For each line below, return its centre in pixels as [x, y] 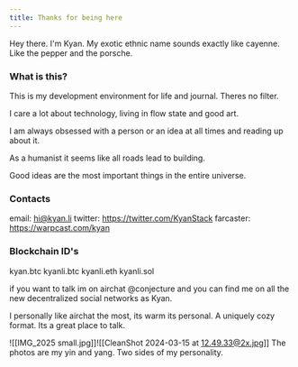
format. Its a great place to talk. [68, 325]
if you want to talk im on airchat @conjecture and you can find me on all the [149, 289]
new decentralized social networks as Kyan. [91, 298]
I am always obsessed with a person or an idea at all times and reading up [146, 131]
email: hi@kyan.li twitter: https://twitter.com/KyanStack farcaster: [130, 218]
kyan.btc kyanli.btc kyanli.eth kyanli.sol [82, 271]
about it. [25, 140]
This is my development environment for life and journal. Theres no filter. [144, 96]
